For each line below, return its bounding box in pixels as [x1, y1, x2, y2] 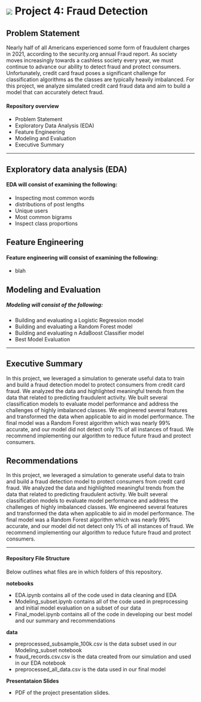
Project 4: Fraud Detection [14, 4, 148, 18]
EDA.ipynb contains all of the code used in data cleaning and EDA [14, 591, 177, 598]
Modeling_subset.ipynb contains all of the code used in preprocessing [14, 598, 188, 605]
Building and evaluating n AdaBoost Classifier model [14, 329, 144, 337]
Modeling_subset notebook [14, 646, 83, 653]
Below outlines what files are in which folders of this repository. [6, 568, 163, 575]
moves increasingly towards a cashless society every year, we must [6, 57, 173, 64]
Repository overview [6, 102, 59, 109]
